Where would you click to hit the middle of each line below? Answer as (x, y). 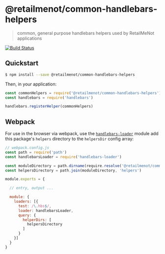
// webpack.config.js (27, 148)
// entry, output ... (32, 188)
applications (29, 38)
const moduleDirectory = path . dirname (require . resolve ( (63, 166)
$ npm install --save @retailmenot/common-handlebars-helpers (70, 75)
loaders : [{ (26, 202)
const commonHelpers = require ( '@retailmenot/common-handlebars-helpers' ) (83, 93)
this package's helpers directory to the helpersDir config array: (69, 139)
